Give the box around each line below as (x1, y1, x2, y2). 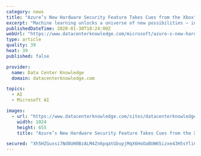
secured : (6, 141, 28, 147)
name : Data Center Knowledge (11, 69, 84, 75)
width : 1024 (17, 119, 47, 125)
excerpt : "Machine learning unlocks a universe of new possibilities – (6, 20, 188, 26)
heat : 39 (6, 48, 28, 54)
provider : (6, 64, 31, 70)
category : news (6, 8, 44, 15)
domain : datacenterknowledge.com (11, 75, 95, 81)
